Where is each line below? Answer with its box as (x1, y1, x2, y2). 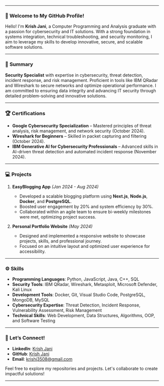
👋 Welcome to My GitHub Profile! (5, 12, 84, 19)
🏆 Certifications (5, 110, 45, 117)
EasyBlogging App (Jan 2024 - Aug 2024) (12, 184, 99, 190)
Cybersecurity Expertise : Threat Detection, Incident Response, (12, 302, 141, 308)
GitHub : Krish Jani (12, 351, 50, 357)
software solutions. (5, 44, 44, 50)
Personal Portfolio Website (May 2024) (12, 223, 93, 229)
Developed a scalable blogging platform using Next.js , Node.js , (19, 193, 148, 199)
